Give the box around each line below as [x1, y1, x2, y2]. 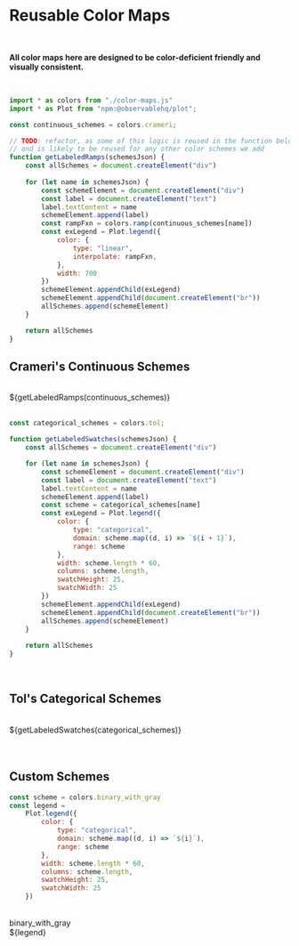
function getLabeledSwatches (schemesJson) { [9, 435, 177, 444]
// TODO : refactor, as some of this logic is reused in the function [9, 136, 273, 145]
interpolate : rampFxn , [72, 252, 158, 261]
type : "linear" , [72, 244, 133, 253]
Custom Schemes [9, 769, 109, 784]
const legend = [9, 801, 66, 810]
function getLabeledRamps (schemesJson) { [9, 153, 166, 162]
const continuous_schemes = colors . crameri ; [9, 120, 177, 129]
